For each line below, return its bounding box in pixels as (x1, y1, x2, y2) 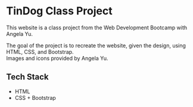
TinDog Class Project (6, 4, 113, 18)
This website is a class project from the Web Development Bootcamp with (6, 24, 188, 31)
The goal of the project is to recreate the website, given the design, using (6, 42, 186, 49)
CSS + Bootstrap (14, 94, 57, 101)
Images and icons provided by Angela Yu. (6, 54, 108, 62)
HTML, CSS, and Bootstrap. (6, 48, 74, 55)
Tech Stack (6, 72, 49, 82)
